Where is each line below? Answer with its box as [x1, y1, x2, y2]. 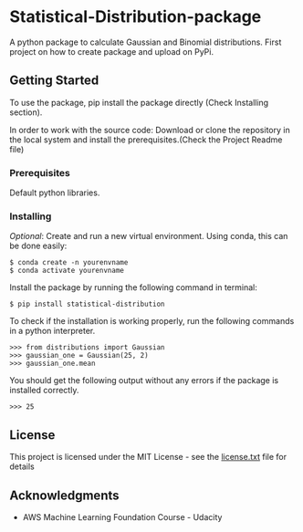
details [9, 461, 35, 472]
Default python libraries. [9, 187, 100, 198]
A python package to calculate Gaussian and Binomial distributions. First [9, 37, 282, 47]
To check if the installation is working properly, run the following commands [9, 316, 295, 327]
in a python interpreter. [9, 326, 96, 337]
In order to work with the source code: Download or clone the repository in [9, 124, 290, 135]
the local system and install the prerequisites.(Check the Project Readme [9, 134, 283, 145]
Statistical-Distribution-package [9, 6, 262, 27]
